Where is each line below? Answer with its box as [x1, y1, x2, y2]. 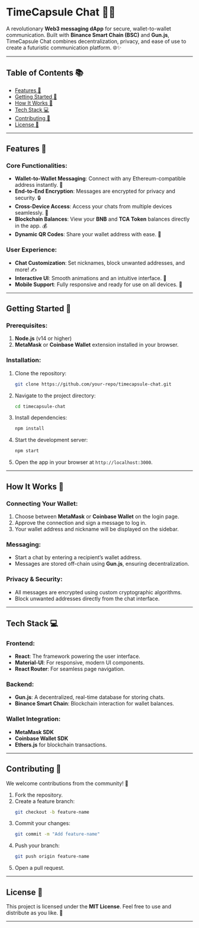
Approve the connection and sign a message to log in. [14, 519, 147, 526]
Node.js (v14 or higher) [14, 335, 72, 342]
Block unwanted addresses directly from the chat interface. [14, 595, 160, 602]
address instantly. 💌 [14, 181, 63, 189]
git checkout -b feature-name [14, 809, 90, 815]
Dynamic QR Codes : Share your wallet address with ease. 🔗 [14, 231, 162, 238]
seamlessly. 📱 [14, 209, 49, 217]
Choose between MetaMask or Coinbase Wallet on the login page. [14, 513, 179, 520]
